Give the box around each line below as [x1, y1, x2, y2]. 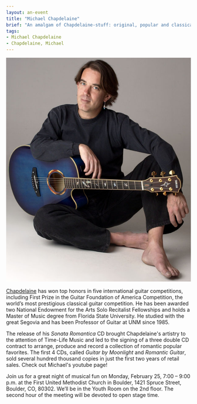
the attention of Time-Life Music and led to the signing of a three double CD [6, 336, 189, 343]
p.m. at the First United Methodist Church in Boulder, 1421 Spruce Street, [6, 379, 182, 386]
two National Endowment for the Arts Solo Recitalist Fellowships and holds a [6, 306, 191, 313]
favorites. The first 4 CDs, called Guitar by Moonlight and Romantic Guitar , [6, 349, 186, 356]
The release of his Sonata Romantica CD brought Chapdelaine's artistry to [6, 330, 186, 338]
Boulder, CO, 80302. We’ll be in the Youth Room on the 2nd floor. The [6, 385, 174, 392]
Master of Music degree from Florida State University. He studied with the [6, 312, 185, 320]
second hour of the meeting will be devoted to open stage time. [6, 392, 159, 399]
